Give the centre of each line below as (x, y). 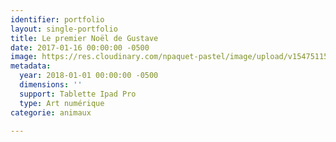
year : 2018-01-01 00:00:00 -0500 (89, 76)
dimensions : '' (51, 85)
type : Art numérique (62, 103)
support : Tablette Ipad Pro (78, 94)
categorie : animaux (51, 112)
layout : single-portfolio (64, 29)
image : (24, 57)
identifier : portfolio (57, 19)
